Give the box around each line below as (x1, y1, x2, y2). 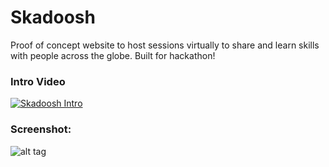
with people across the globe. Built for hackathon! (10, 49, 216, 61)
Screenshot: (10, 122, 72, 136)
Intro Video (10, 74, 66, 88)
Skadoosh (10, 6, 96, 29)
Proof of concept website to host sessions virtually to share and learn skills (10, 39, 320, 51)
